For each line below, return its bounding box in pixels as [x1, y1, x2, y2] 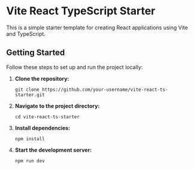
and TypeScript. [6, 30, 46, 37]
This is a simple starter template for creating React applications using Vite [6, 24, 189, 31]
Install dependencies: [14, 124, 71, 131]
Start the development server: [14, 146, 92, 153]
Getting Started [6, 48, 65, 58]
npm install [14, 136, 45, 142]
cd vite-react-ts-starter [14, 113, 80, 120]
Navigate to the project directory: [14, 102, 100, 109]
